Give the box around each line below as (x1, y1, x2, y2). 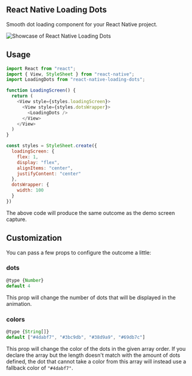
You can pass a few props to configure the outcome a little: (6, 248, 151, 256)
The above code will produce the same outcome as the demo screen (6, 209, 175, 216)
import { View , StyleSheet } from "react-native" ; (6, 71, 135, 77)
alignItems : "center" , (17, 165, 73, 171)
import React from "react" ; (6, 65, 76, 71)
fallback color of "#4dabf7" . (6, 364, 73, 371)
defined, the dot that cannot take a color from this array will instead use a (6, 357, 187, 365)
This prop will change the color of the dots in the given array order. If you (6, 345, 186, 352)
